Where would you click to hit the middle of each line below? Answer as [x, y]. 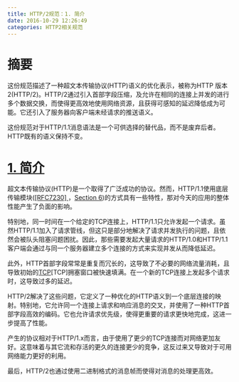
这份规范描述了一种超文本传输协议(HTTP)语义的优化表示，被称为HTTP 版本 [117, 85]
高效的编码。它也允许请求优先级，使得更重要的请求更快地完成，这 [122, 314]
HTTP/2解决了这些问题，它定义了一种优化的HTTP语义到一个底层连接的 [111, 297]
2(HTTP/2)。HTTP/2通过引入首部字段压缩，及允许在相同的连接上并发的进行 [118, 95]
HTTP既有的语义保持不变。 [47, 137]
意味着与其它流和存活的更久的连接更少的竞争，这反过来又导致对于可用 [129, 347]
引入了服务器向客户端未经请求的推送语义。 [94, 112]
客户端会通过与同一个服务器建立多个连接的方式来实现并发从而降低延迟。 [113, 248]
